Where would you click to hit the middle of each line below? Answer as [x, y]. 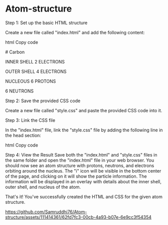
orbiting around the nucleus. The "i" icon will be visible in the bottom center [83, 171]
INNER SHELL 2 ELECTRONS [35, 61]
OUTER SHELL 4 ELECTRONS [36, 71]
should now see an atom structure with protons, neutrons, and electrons [80, 165]
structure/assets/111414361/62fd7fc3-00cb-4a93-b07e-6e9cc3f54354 [78, 217]
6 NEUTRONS [20, 91]
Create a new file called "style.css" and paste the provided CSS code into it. [84, 110]
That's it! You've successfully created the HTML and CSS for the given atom [84, 196]
